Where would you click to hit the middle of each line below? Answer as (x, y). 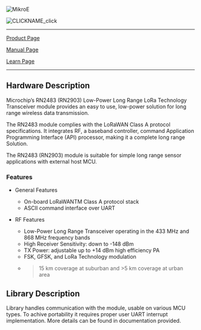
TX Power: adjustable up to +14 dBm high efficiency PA (92, 250)
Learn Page (20, 61)
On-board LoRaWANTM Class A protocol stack (81, 202)
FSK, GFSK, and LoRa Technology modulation (80, 257)
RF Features (30, 220)
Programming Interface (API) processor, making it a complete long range (96, 137)
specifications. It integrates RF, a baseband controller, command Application (100, 131)
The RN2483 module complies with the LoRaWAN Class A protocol (88, 124)
